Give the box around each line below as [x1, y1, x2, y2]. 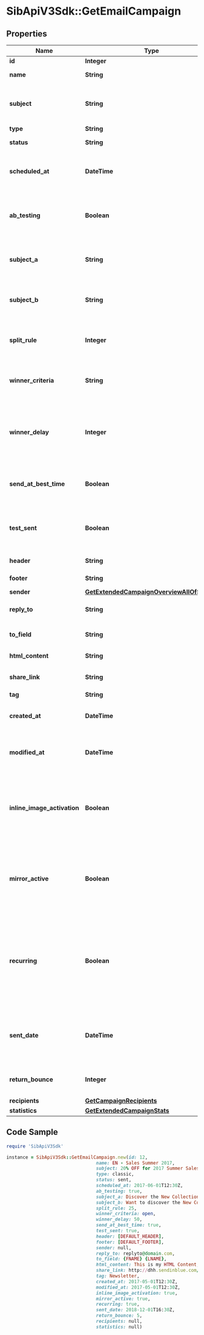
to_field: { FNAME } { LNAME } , [96, 1256, 167, 1262]
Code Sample [6, 1127, 58, 1137]
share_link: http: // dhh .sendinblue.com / [96, 1267, 200, 1274]
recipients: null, [96, 1319, 143, 1325]
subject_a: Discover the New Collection [96, 1194, 200, 1200]
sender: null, [96, 1244, 132, 1251]
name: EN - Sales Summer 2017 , [96, 1160, 175, 1166]
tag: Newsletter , [96, 1273, 140, 1279]
